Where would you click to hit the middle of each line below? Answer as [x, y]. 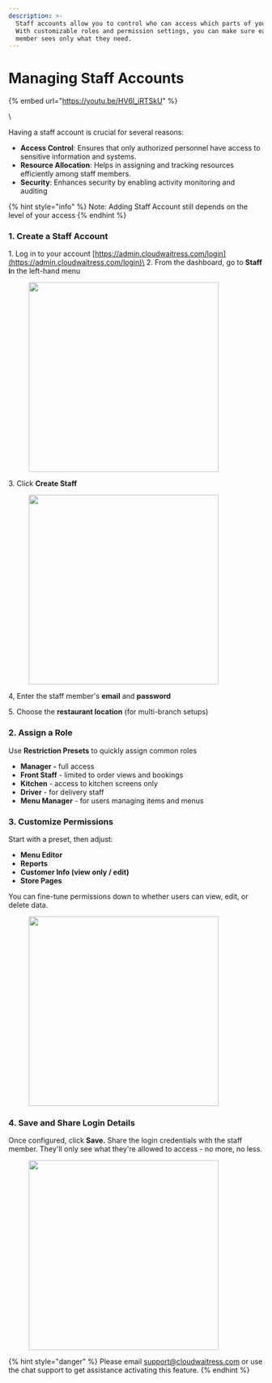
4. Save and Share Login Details [72, 1123]
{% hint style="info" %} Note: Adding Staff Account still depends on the [128, 206]
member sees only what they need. [74, 38]
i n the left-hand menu [45, 271]
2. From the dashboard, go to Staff [204, 262]
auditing [34, 191]
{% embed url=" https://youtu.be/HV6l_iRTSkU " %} [93, 101]
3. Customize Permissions [61, 821]
